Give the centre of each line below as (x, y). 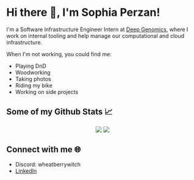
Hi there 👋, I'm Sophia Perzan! (83, 13)
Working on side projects (47, 92)
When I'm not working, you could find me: (59, 54)
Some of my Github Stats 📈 (59, 112)
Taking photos (33, 79)
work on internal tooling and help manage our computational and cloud (95, 35)
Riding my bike (34, 85)
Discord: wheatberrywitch (48, 164)
